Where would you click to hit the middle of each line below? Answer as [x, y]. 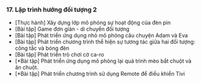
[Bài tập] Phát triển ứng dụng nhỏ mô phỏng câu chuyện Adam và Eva [101, 35]
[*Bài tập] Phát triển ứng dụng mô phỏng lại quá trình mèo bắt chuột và [103, 61]
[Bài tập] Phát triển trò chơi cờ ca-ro [59, 55]
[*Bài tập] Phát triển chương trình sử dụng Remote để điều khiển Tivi [100, 74]
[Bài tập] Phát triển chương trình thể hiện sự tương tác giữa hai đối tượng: [105, 42]
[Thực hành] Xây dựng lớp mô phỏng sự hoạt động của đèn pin [93, 23]
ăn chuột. [27, 67]
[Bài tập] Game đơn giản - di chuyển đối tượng [72, 29]
